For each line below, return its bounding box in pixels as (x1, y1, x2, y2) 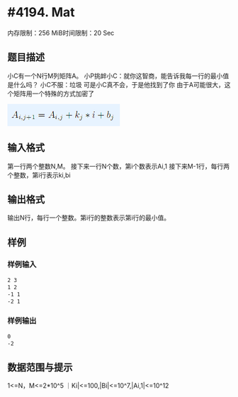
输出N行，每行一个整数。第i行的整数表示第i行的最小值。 (7, 213, 171, 222)
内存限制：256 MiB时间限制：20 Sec (7, 28, 115, 37)
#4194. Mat (7, 4, 76, 21)
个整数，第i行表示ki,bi (7, 171, 71, 179)
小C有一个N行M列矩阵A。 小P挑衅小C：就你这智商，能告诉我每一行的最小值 (7, 72, 229, 80)
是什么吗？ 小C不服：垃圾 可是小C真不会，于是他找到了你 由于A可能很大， (7, 80, 225, 89)
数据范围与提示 (7, 361, 73, 373)
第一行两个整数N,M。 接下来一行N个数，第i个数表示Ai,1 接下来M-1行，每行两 (7, 162, 230, 170)
